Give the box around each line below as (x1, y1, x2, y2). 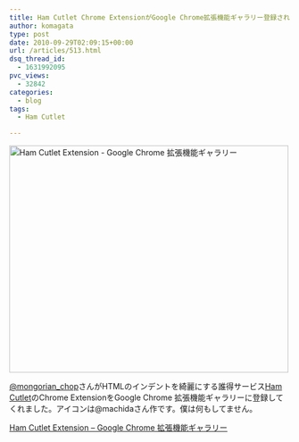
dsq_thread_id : (9, 54, 66, 63)
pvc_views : (9, 71, 50, 80)
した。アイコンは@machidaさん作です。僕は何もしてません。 (32, 404, 258, 414)
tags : (9, 104, 29, 113)
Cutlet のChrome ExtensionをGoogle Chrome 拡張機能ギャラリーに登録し (9, 392, 277, 403)
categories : (9, 88, 54, 96)
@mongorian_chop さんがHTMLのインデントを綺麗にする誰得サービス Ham (9, 381, 283, 392)
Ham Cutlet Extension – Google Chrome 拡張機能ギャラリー (9, 422, 228, 433)
